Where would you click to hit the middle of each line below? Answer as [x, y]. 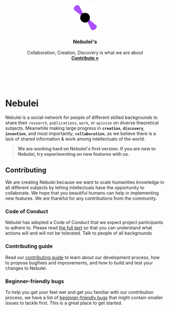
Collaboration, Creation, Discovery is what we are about [85, 53]
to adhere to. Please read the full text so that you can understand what [79, 228]
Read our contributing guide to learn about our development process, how [83, 257]
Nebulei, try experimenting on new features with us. [74, 154]
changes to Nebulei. [26, 268]
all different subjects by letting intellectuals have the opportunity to [75, 188]
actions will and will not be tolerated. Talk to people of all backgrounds [79, 233]
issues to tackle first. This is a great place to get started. [64, 303]
